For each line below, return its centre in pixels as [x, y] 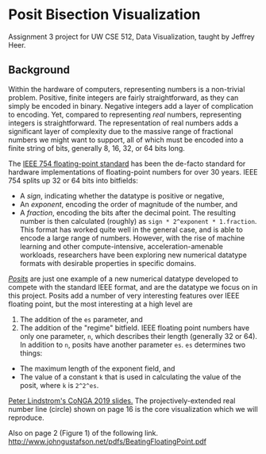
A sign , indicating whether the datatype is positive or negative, [122, 195]
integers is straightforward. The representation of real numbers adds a [123, 123]
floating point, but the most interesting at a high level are [100, 304]
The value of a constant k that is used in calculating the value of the [130, 377]
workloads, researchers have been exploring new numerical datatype [133, 255]
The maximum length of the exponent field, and [97, 368]
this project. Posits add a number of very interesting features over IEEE [124, 295]
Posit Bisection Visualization [104, 15]
